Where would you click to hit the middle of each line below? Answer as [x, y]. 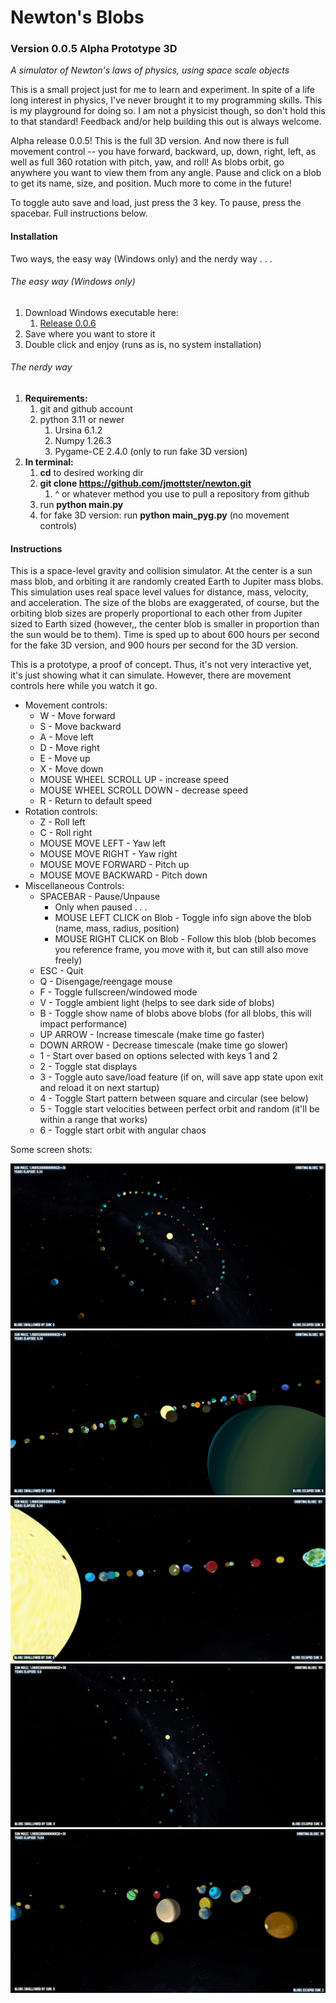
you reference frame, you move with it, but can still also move [181, 950]
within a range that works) [93, 1120]
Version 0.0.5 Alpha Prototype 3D [94, 49]
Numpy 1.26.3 [83, 441]
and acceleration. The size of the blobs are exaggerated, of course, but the [165, 603]
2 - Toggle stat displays [88, 1067]
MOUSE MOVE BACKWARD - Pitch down [123, 875]
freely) [68, 960]
